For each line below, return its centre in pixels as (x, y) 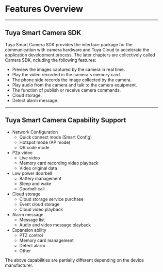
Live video (30, 158)
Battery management (40, 178)
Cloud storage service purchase (51, 199)
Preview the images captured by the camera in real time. (68, 69)
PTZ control (31, 235)
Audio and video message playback (55, 225)
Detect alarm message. (35, 100)
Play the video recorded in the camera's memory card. (66, 74)
